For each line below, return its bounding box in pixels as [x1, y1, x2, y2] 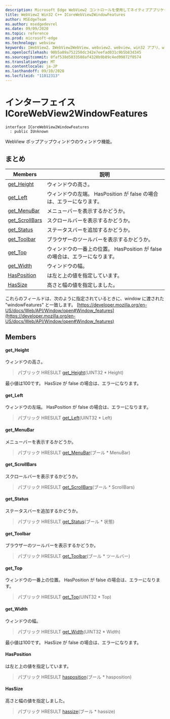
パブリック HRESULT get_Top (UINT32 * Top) [17, 594, 112, 600]
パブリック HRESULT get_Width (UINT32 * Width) [17, 628, 120, 634]
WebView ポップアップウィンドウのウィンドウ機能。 [5, 138, 115, 144]
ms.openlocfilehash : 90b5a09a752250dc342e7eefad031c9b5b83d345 [5, 50, 142, 55]
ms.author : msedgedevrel [5, 21, 58, 27]
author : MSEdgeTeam [5, 17, 47, 22]
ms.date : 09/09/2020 [5, 26, 49, 31]
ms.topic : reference [5, 31, 49, 36]
